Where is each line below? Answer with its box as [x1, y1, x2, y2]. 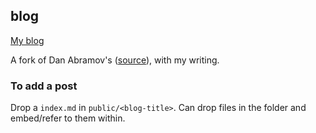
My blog [10, 34, 45, 46]
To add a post [10, 79, 78, 93]
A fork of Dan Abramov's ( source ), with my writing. [10, 54, 220, 66]
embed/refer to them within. [10, 112, 126, 124]
